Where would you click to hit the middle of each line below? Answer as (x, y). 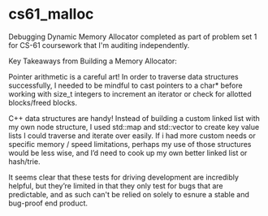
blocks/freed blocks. (43, 102)
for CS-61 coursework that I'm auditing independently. (99, 45)
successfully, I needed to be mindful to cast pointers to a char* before (125, 85)
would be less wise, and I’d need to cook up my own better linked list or (128, 153)
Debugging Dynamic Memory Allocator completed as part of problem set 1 (133, 37)
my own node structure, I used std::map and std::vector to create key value (134, 127)
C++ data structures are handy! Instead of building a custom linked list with (134, 118)
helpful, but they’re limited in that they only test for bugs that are (116, 186)
